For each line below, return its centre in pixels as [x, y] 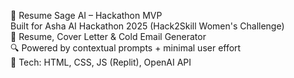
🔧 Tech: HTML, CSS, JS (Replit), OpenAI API [101, 62]
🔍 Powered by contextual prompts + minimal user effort [126, 48]
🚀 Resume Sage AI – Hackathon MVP [86, 15]
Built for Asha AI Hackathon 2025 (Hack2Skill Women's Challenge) [147, 26]
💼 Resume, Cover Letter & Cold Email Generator [108, 36]
